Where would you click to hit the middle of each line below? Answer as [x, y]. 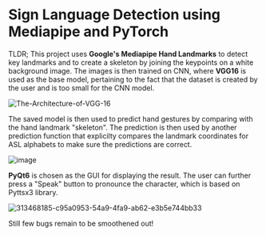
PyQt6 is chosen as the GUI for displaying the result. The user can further [130, 175]
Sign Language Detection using [115, 15]
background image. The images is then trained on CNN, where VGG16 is [127, 70]
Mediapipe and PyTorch [89, 32]
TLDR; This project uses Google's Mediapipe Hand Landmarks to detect [128, 54]
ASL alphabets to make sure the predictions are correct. [100, 144]
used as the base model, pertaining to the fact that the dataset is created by [133, 79]
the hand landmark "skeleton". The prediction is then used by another [123, 127]
